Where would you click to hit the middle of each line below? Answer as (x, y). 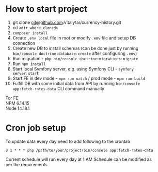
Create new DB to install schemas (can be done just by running (75, 48)
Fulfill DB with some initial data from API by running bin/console (76, 83)
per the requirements (27, 164)
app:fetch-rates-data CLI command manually (58, 88)
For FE (12, 98)
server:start (26, 73)
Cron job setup (36, 128)
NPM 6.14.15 (17, 103)
